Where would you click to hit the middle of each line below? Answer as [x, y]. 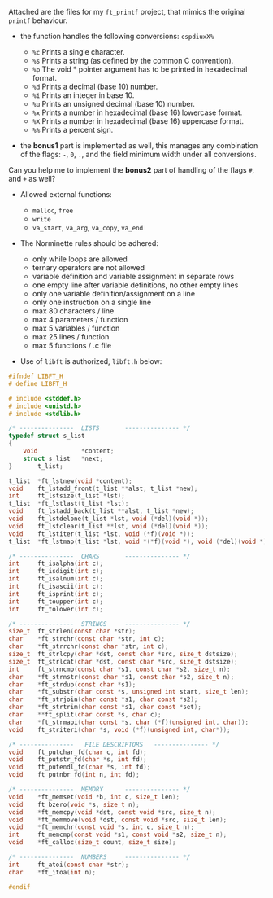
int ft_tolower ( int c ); [56, 609]
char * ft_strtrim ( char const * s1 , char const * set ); [105, 707]
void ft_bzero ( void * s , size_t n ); [74, 804]
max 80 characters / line [73, 311]
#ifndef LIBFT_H [36, 376]
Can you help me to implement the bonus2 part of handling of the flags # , [132, 170]
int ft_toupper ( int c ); [56, 602]
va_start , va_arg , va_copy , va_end [88, 228]
